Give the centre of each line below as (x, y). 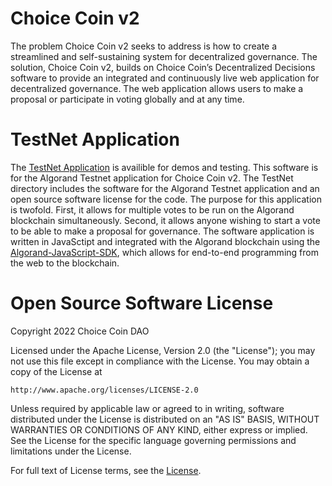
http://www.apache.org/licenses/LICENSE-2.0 (104, 390)
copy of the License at (56, 371)
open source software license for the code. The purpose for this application (166, 199)
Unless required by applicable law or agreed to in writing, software (147, 408)
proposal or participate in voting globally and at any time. (127, 99)
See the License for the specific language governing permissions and (153, 440)
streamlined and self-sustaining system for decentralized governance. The (164, 56)
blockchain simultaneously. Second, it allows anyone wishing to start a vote (165, 220)
